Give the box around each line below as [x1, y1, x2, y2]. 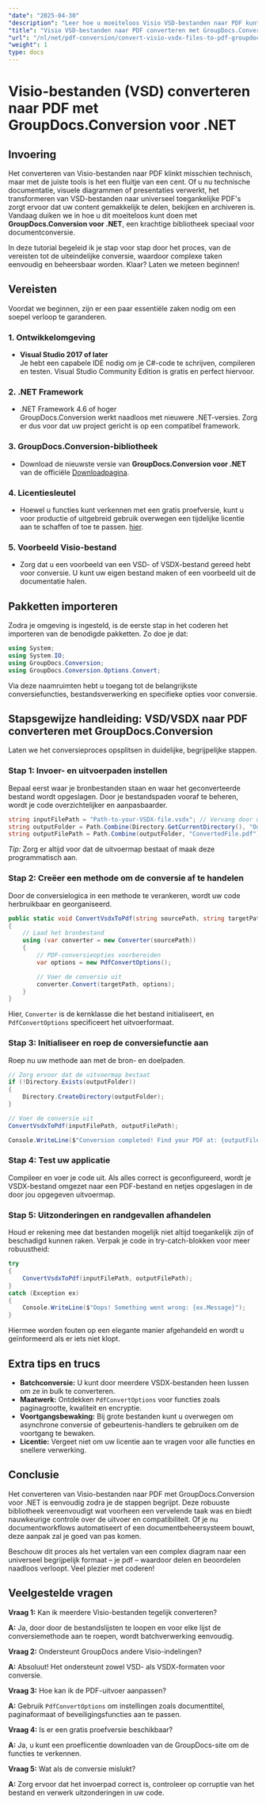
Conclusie [8, 1468, 59, 1482]
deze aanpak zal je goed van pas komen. [8, 1531, 142, 1540]
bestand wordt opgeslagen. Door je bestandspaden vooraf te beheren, [8, 791, 239, 801]
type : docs [8, 48, 44, 56]
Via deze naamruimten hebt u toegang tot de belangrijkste [8, 680, 198, 690]
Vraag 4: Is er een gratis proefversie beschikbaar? [8, 1724, 173, 1735]
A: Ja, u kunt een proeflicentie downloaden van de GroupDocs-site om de [8, 1740, 249, 1750]
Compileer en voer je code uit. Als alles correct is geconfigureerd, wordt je [8, 1173, 252, 1182]
